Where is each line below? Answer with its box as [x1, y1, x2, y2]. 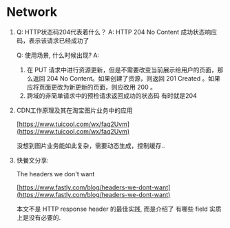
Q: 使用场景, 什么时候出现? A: [16, 51, 100, 59]
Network [6, 4, 58, 20]
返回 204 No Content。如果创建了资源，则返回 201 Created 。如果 [32, 74, 221, 83]
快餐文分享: [16, 156, 49, 164]
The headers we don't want [16, 169, 95, 178]
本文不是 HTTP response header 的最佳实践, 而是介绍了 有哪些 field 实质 [16, 205, 222, 213]
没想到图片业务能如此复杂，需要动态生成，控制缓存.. [16, 141, 165, 149]
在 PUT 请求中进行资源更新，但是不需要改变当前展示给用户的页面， [26, 65, 218, 74]
